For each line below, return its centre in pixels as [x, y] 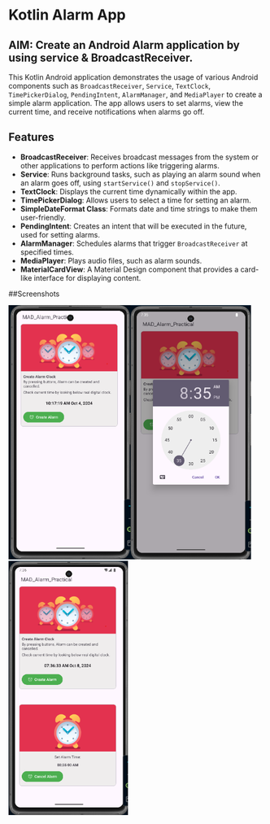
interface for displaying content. [87, 277]
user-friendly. [43, 217]
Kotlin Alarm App [67, 15]
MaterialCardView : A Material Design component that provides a [129, 269]
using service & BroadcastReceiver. [101, 57]
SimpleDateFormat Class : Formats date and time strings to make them [139, 208]
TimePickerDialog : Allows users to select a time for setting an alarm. [136, 200]
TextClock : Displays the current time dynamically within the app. [128, 191]
